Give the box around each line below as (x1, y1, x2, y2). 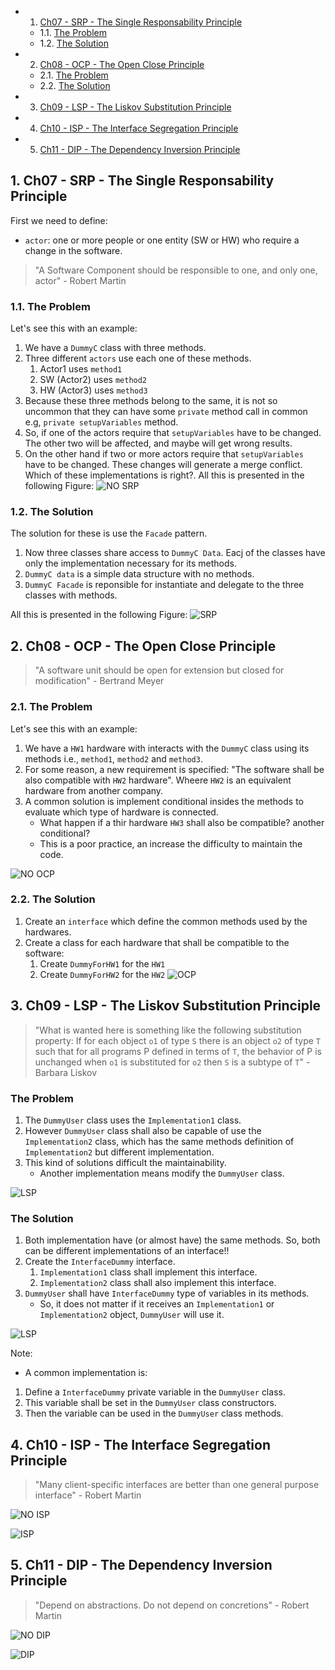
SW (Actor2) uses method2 (39, 374, 148, 386)
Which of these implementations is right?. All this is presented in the (24, 469, 305, 481)
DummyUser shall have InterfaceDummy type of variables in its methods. (24, 1287, 310, 1300)
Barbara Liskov (34, 1066, 98, 1078)
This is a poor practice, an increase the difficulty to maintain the (39, 837, 303, 850)
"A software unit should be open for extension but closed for (34, 664, 285, 676)
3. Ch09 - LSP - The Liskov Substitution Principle (10, 997, 322, 1015)
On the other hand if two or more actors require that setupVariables (24, 448, 304, 460)
